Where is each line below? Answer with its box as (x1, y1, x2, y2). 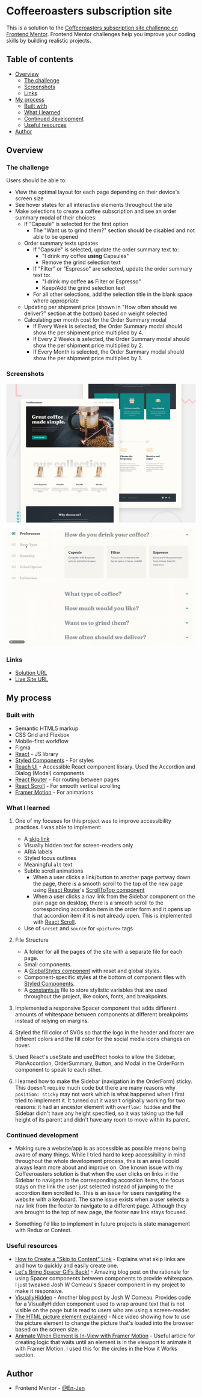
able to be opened (32, 233, 78, 241)
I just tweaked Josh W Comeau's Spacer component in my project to (14, 1281, 185, 1288)
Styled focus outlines (23, 855, 77, 861)
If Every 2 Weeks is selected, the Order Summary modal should (32, 336, 190, 343)
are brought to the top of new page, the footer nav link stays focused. (14, 1209, 188, 1216)
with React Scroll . (32, 918, 76, 926)
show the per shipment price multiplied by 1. (32, 355, 142, 362)
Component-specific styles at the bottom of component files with (23, 974, 186, 981)
